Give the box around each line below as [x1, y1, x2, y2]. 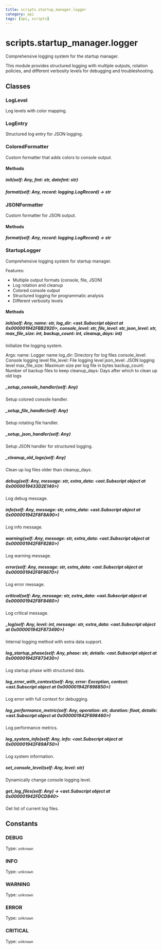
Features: [5, 267, 25, 273]
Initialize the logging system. [5, 343, 63, 349]
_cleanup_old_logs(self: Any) [5, 454, 66, 460]
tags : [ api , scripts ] [5, 16, 50, 21]
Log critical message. [5, 610, 49, 616]
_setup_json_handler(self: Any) [5, 431, 71, 437]
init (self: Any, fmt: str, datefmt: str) [5, 177, 78, 182]
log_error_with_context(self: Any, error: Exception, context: [5, 679, 128, 685]
